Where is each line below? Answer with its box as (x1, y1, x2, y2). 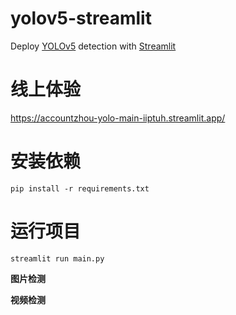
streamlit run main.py (10, 253, 105, 264)
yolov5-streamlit (10, 7, 152, 30)
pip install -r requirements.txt (10, 183, 150, 194)
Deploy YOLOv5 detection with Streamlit (10, 40, 177, 52)
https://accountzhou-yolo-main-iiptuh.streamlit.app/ (10, 112, 226, 124)
